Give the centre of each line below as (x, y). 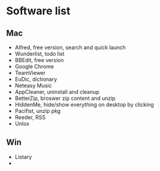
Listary (23, 157)
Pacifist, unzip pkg (38, 111)
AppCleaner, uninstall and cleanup (57, 92)
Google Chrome (34, 66)
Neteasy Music (33, 85)
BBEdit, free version (39, 60)
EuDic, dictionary (36, 79)
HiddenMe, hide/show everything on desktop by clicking (84, 105)
